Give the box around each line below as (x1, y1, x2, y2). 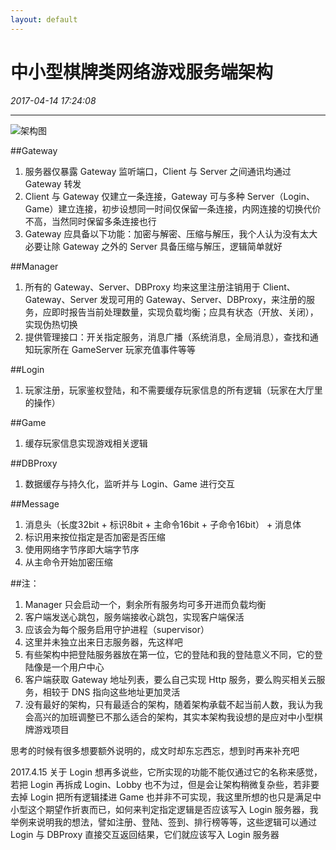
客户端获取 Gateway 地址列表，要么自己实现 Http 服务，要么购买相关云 (24, 673, 317, 685)
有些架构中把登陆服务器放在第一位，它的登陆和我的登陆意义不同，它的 (24, 648, 315, 660)
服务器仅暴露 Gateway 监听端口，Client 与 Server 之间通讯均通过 (24, 165, 292, 177)
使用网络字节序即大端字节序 (24, 543, 140, 555)
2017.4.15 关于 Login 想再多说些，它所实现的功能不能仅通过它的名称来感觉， (10, 766, 323, 778)
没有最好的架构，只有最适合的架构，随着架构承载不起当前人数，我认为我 (24, 698, 323, 710)
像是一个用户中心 (33, 661, 105, 673)
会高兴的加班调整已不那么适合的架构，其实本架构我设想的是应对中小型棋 (24, 711, 323, 723)
